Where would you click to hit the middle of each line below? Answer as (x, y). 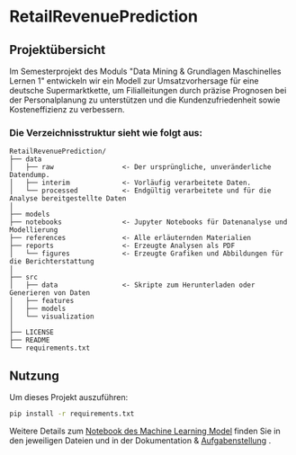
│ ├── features (42, 301)
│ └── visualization (52, 317)
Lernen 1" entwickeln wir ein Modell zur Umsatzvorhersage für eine (134, 81)
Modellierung (34, 230)
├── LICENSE (31, 333)
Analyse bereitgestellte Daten (68, 199)
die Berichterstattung (52, 262)
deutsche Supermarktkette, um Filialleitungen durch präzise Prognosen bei (148, 90)
